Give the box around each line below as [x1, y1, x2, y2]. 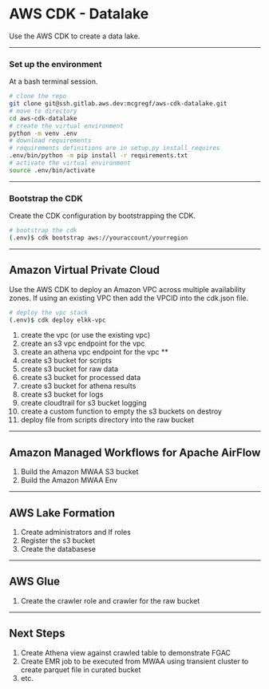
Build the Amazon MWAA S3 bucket [20, 467, 139, 477]
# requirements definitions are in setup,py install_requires [9, 145, 220, 152]
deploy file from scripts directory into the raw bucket [20, 415, 195, 425]
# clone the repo [9, 93, 67, 101]
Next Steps [9, 627, 65, 640]
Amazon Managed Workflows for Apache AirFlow [9, 445, 261, 459]
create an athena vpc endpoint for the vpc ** [20, 347, 168, 357]
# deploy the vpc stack [9, 308, 89, 316]
